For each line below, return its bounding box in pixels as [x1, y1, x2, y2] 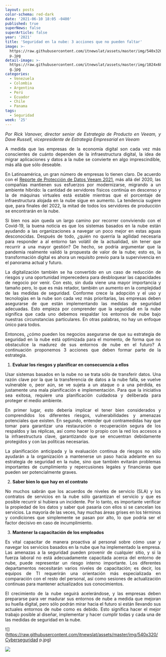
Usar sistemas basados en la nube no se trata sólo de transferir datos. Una [5, 371, 161, 377]
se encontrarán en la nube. [5, 208, 60, 214]
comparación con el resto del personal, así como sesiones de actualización [5, 575, 161, 581]
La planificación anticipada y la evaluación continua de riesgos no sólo [5, 448, 161, 454]
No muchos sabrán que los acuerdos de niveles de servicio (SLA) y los [5, 488, 161, 494]
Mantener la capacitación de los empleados [12, 529, 104, 535]
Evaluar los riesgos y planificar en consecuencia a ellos [12, 362, 129, 368]
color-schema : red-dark [5, 12, 54, 17]
